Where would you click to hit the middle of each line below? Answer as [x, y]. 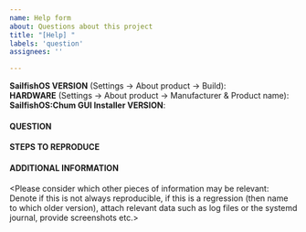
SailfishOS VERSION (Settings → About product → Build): [118, 86]
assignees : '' [37, 52]
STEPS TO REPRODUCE [55, 147]
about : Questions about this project [81, 26]
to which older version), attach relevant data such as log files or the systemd [153, 207]
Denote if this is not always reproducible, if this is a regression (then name [149, 198]
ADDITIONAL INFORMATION [64, 168]
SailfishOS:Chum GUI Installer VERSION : [88, 105]
